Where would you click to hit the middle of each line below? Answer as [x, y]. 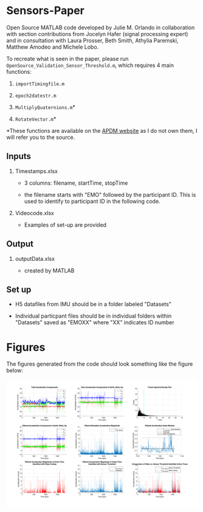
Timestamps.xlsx [36, 171]
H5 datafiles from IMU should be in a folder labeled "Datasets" [93, 304]
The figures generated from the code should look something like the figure [100, 364]
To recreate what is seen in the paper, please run [67, 59]
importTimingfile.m [40, 84]
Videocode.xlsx [35, 213]
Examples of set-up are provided [65, 225]
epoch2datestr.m [36, 96]
